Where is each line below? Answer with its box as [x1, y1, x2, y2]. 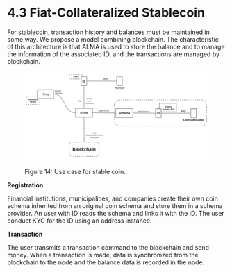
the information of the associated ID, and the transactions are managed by [7, 50, 220, 58]
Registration [7, 181, 44, 189]
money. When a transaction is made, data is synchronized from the [7, 251, 199, 260]
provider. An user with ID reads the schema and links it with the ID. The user [7, 210, 224, 218]
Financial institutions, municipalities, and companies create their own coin [7, 194, 219, 203]
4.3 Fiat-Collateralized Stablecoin [7, 5, 205, 21]
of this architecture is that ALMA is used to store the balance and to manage [7, 42, 225, 51]
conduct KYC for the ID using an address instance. [7, 216, 152, 225]
